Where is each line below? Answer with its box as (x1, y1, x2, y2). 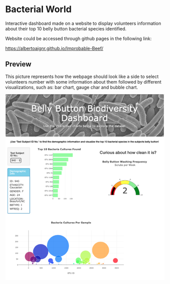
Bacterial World (5, 4, 72, 15)
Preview (5, 60, 32, 69)
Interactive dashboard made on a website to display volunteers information (5, 20, 161, 26)
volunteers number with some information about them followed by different (5, 78, 162, 85)
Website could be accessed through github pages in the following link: (5, 35, 152, 42)
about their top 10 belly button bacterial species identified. (5, 25, 126, 31)
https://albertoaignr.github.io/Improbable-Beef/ (5, 45, 104, 51)
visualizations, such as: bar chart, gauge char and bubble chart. (5, 84, 138, 90)
